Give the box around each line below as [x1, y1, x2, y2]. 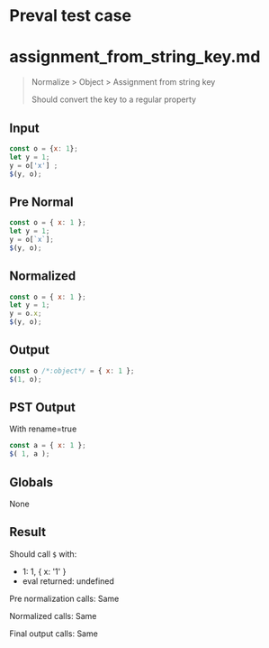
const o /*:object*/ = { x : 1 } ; [9, 366, 135, 375]
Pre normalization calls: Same [9, 593, 120, 604]
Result [9, 524, 47, 540]
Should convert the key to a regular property [31, 94, 196, 105]
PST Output [9, 400, 76, 415]
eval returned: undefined [22, 575, 115, 587]
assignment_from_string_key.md [9, 47, 261, 68]
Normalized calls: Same [9, 610, 97, 621]
